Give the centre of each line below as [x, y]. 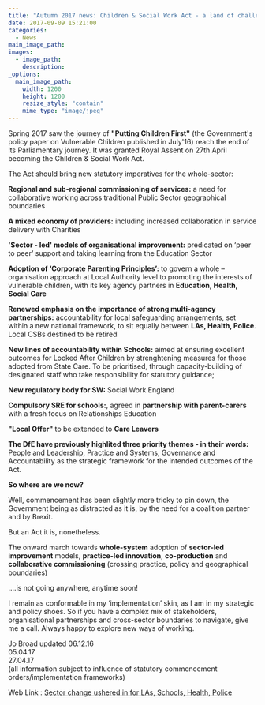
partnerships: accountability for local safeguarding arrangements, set [122, 317]
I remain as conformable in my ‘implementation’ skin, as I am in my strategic [131, 603]
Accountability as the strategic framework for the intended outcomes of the [131, 461]
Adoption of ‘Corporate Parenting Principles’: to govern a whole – [117, 268]
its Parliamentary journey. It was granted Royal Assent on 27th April [118, 150]
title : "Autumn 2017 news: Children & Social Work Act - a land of [121, 15]
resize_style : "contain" [63, 103]
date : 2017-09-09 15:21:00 [52, 23]
